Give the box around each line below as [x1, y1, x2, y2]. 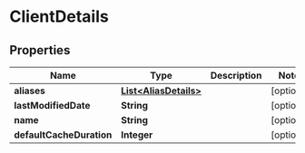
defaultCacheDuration [14, 129, 113, 141]
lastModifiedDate [14, 100, 91, 111]
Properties [9, 43, 71, 58]
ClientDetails [9, 6, 109, 27]
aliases [14, 84, 45, 97]
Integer [121, 129, 153, 141]
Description [210, 70, 262, 81]
